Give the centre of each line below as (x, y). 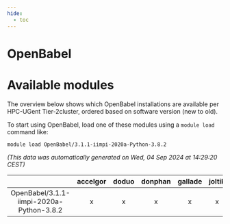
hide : (15, 13)
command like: (28, 132)
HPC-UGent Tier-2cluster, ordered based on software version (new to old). (112, 111)
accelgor (92, 181)
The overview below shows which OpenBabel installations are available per (113, 104)
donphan (156, 181)
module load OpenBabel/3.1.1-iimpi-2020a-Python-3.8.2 (87, 145)
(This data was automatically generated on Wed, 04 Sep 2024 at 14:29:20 (112, 157)
